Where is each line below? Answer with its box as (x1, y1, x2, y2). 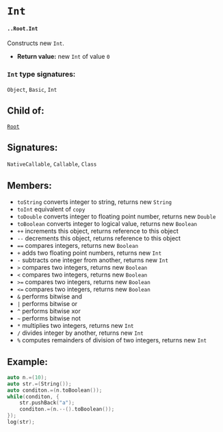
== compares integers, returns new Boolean (16, 242, 139, 250)
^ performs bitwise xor (16, 307, 81, 316)
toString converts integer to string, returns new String (16, 198, 172, 206)
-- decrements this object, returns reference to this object (16, 234, 181, 242)
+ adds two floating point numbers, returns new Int (16, 249, 162, 257)
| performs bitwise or (16, 300, 78, 308)
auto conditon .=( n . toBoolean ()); (7, 387, 103, 394)
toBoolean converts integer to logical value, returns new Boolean (16, 220, 198, 228)
